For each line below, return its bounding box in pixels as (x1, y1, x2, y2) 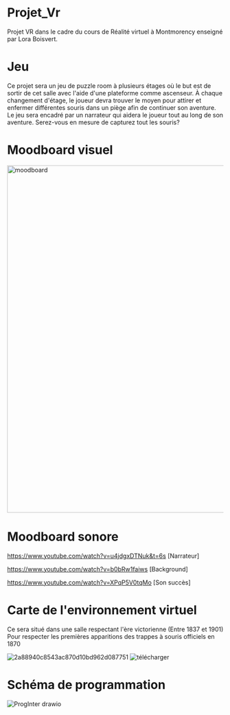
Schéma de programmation (7, 677, 166, 692)
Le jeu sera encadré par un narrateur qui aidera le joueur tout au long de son (7, 111, 224, 119)
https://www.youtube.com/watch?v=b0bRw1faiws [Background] (7, 565, 189, 573)
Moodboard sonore (7, 529, 119, 544)
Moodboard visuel (7, 142, 113, 158)
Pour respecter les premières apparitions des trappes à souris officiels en (7, 632, 215, 640)
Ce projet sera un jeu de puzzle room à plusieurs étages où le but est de (7, 81, 211, 90)
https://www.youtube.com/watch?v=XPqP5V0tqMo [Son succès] (7, 578, 191, 587)
